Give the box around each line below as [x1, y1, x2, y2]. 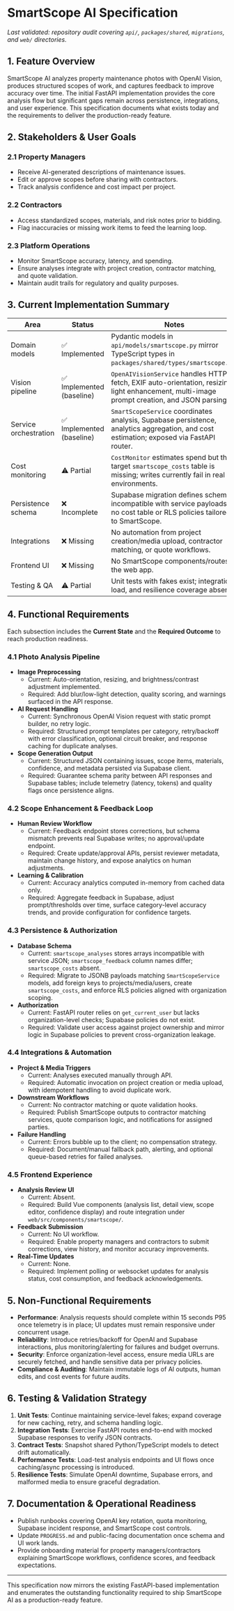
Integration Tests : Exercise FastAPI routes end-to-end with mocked [17, 1426, 212, 1434]
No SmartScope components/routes [111, 556, 229, 566]
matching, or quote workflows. [111, 545, 211, 555]
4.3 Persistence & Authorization [7, 925, 118, 935]
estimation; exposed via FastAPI [111, 432, 216, 442]
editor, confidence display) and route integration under [27, 1208, 185, 1217]
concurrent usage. [17, 1327, 71, 1336]
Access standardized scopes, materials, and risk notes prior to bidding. [17, 216, 222, 224]
